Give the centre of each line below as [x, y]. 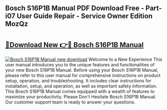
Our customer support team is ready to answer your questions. [70, 102]
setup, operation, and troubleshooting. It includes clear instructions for [78, 81]
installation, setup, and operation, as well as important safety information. [81, 86]
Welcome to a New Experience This [125, 59]
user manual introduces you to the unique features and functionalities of [80, 65]
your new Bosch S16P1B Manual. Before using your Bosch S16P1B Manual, [82, 70]
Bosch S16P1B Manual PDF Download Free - [75, 8]
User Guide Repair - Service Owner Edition [85, 16]
